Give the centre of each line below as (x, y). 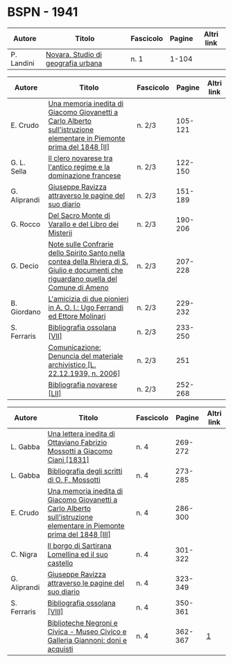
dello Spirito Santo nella (87, 253)
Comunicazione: (75, 347)
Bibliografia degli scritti (85, 471)
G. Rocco (26, 224)
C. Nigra (24, 554)
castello (60, 563)
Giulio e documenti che (86, 270)
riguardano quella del (83, 278)
